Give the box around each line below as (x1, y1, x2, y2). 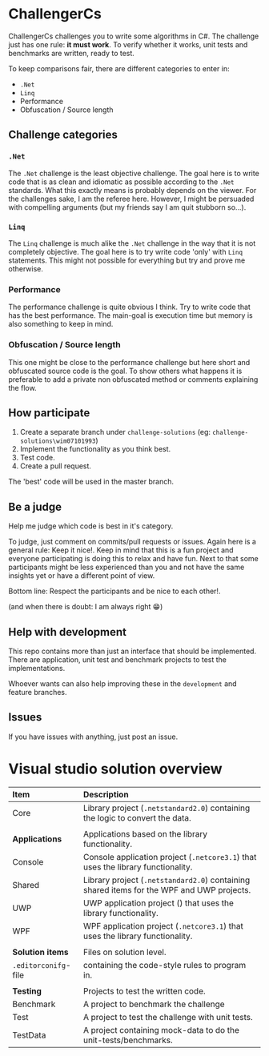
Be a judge (8, 500, 62, 513)
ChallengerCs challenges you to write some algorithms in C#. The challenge (8, 31, 259, 41)
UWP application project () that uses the (82, 897, 234, 909)
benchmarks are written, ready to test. (8, 48, 134, 58)
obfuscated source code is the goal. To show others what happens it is (8, 366, 243, 375)
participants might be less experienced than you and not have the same (8, 562, 245, 572)
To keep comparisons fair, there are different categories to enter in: (8, 63, 230, 73)
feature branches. (8, 687, 67, 697)
